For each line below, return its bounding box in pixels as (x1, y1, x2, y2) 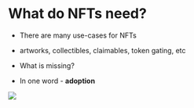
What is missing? (19, 60, 75, 70)
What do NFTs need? (8, 5, 147, 23)
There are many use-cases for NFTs (19, 31, 137, 40)
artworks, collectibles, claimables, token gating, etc (19, 45, 186, 55)
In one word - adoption (19, 76, 96, 85)
